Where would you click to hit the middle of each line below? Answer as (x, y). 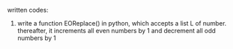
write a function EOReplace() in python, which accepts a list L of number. (122, 23)
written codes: (28, 10)
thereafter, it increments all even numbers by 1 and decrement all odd (116, 31)
